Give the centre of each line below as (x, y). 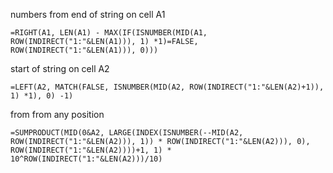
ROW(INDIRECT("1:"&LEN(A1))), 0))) (84, 50)
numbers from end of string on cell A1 (88, 14)
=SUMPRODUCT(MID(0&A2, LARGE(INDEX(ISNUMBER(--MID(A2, (127, 133)
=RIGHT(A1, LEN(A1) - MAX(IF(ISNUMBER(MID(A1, (109, 33)
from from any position (57, 114)
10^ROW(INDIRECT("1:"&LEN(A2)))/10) (86, 159)
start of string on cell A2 (60, 68)
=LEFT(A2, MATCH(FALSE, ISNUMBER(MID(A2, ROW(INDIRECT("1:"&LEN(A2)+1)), (167, 87)
